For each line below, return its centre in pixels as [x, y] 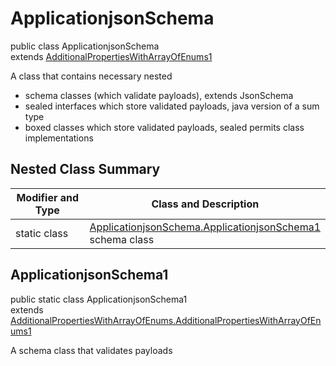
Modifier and [48, 197]
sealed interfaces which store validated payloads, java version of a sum [172, 106]
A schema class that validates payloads [91, 350]
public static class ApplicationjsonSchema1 [99, 299]
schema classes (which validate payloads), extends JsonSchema [159, 95]
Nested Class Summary [85, 169]
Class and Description [205, 204]
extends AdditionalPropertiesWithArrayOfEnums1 [111, 56]
